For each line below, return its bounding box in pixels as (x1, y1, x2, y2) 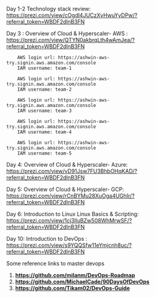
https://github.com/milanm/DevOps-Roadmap (15, 272, 135, 279)
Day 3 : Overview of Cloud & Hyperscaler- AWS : (6, 30, 128, 37)
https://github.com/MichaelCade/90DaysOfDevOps (15, 278, 150, 285)
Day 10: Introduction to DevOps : (6, 235, 87, 242)
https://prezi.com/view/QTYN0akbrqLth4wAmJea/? (6, 36, 135, 43)
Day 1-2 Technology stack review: (6, 5, 91, 12)
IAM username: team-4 (17, 129, 72, 135)
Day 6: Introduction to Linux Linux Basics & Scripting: (6, 210, 139, 218)
